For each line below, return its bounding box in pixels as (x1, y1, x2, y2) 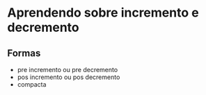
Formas (7, 47, 41, 59)
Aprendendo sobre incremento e (7, 5, 200, 21)
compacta (17, 80, 47, 88)
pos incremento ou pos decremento (17, 73, 120, 81)
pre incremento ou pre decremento (17, 66, 118, 74)
